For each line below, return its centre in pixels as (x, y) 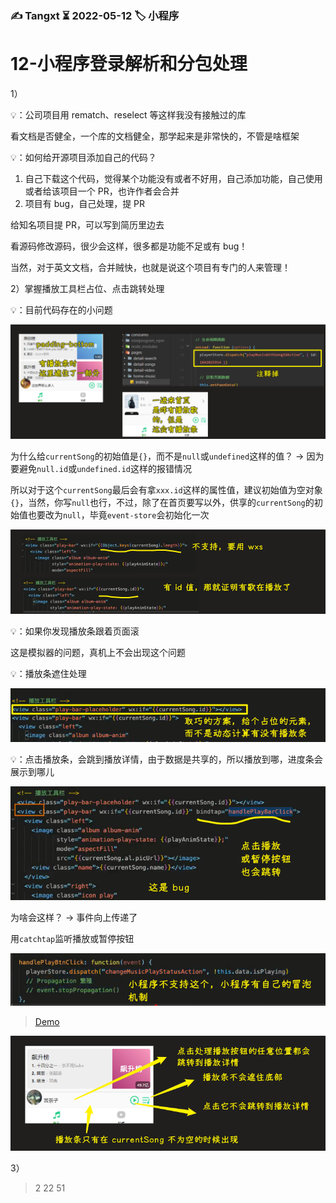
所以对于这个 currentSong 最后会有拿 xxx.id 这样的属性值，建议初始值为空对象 (166, 489)
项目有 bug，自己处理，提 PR (85, 203)
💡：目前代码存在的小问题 (61, 309)
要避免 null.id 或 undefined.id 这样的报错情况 (101, 468)
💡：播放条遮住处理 (48, 674)
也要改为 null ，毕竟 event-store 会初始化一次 (118, 514)
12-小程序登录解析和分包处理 (129, 64)
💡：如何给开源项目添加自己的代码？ (83, 157)
